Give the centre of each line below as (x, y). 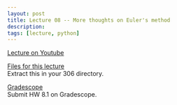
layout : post (26, 14)
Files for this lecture (36, 66)
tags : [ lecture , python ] (43, 33)
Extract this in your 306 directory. (56, 74)
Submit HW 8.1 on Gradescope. (52, 95)
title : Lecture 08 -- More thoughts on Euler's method (89, 20)
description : (26, 26)
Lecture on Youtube (36, 53)
